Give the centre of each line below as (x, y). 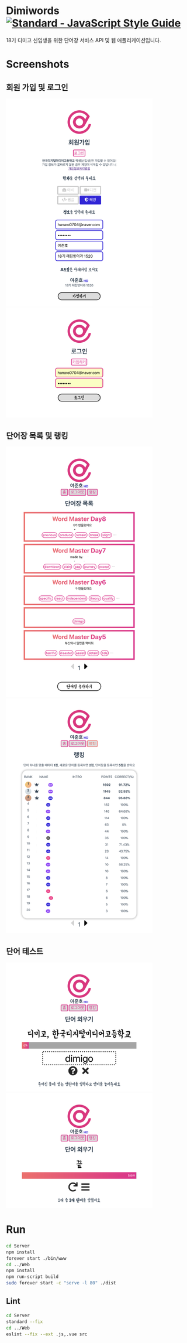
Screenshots (38, 64)
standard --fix (25, 1322)
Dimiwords (33, 11)
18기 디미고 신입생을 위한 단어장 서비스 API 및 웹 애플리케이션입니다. (84, 40)
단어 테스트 (25, 951)
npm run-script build (32, 1277)
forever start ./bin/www (36, 1258)
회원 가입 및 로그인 (37, 87)
